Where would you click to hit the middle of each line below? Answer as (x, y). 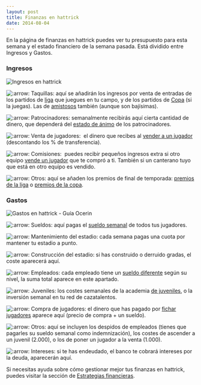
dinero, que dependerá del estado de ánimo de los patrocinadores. (89, 124)
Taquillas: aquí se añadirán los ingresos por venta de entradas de (111, 93)
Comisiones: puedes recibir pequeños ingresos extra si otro (105, 153)
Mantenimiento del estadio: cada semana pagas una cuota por (108, 236)
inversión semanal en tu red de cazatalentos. (61, 297)
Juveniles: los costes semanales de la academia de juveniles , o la (112, 291)
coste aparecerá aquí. (33, 261)
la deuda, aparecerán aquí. (39, 357)
